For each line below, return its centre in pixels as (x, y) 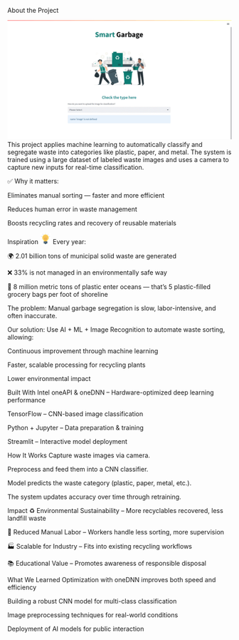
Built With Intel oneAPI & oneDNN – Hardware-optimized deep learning (111, 392)
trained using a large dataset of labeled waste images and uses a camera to (118, 159)
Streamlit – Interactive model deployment (68, 441)
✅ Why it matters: (33, 181)
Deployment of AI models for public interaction (76, 629)
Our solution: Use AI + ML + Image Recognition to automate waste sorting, (116, 329)
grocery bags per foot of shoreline (58, 294)
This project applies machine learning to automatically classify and (105, 144)
